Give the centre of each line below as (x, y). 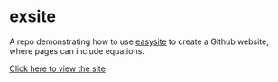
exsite (33, 17)
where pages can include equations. (77, 50)
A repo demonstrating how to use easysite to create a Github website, (139, 41)
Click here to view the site (57, 68)
